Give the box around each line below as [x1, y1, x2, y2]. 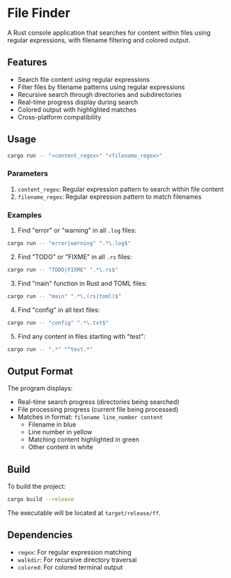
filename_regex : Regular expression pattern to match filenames [17, 192, 202, 201]
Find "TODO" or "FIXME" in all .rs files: [17, 253, 132, 261]
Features [7, 57, 47, 69]
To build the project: [7, 482, 66, 491]
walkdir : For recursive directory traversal [17, 555, 137, 564]
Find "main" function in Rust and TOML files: [17, 279, 148, 287]
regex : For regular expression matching [17, 548, 132, 556]
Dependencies [7, 529, 73, 541]
